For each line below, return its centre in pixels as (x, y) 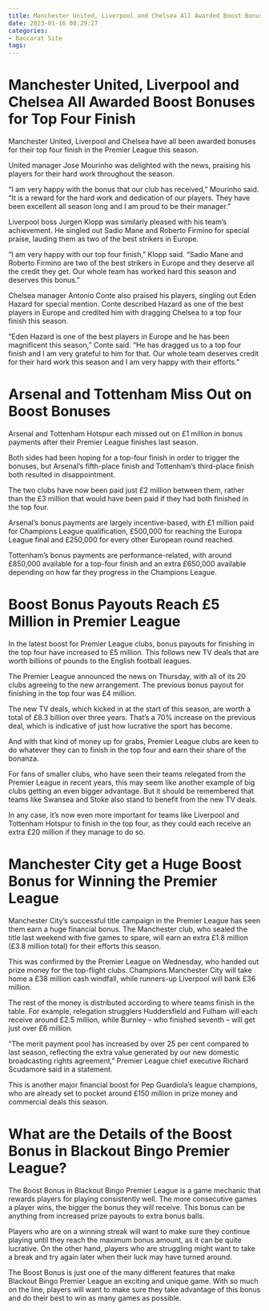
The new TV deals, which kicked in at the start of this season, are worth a (129, 709)
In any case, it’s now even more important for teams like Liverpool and (124, 814)
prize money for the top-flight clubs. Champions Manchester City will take (130, 970)
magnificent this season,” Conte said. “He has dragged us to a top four (125, 345)
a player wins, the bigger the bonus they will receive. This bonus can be (127, 1207)
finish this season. (38, 321)
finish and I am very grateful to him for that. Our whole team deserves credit (133, 354)
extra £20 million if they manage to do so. (77, 832)
